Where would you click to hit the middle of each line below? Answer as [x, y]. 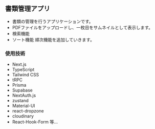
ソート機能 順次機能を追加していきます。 [53, 39]
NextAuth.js [24, 95]
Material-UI [23, 106]
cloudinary [23, 116]
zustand [20, 101]
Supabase [22, 90]
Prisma [19, 85]
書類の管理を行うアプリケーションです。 [53, 21]
